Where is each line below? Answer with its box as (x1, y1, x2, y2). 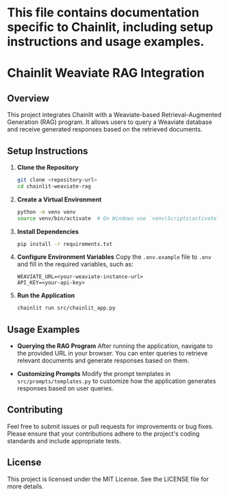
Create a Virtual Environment (16, 195, 102, 203)
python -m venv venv (16, 208, 76, 215)
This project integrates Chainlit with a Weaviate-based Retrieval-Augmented (7, 111, 222, 119)
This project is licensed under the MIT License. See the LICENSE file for (7, 475, 210, 483)
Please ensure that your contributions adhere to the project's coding (7, 430, 200, 438)
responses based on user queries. (16, 384, 114, 393)
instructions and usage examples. (7, 34, 205, 49)
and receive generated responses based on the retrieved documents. (7, 125, 203, 134)
